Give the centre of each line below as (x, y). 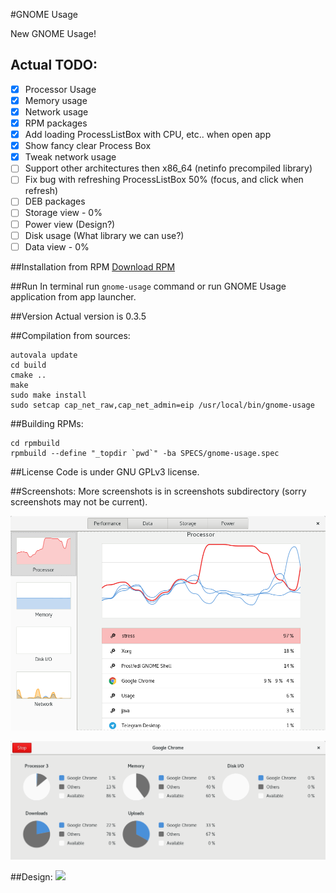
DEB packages (55, 201)
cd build (28, 365)
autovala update (44, 355)
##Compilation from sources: (70, 335)
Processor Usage (60, 89)
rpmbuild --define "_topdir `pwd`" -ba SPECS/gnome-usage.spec (145, 453)
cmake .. (28, 375)
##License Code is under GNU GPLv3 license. (105, 471)
